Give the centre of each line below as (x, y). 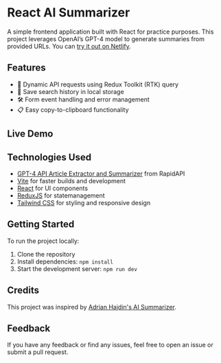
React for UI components (52, 188)
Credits (23, 291)
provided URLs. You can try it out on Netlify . (69, 46)
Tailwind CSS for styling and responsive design (84, 202)
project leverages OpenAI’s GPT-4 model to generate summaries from (106, 38)
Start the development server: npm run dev (77, 268)
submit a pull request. (38, 352)
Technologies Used (49, 157)
